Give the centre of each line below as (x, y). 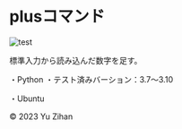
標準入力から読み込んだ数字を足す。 (76, 60)
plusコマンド (57, 17)
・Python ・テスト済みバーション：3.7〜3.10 (91, 79)
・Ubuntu (27, 99)
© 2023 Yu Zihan (41, 116)
